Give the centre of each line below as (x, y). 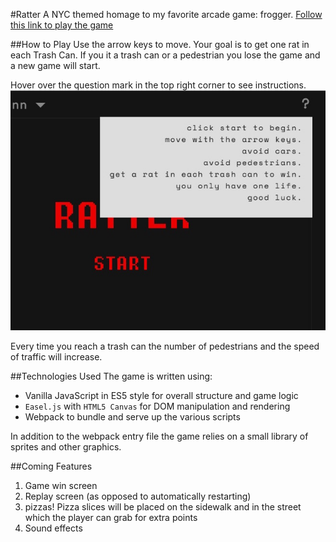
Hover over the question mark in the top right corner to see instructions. (158, 85)
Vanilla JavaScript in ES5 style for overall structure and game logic (161, 395)
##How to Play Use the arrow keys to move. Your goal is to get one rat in (160, 44)
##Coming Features (51, 466)
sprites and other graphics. (66, 447)
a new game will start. (55, 65)
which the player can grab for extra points (111, 517)
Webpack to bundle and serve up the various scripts (132, 417)
